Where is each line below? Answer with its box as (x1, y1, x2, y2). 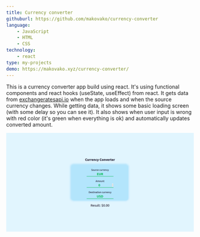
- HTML (17, 34, 33, 41)
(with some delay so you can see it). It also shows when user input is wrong (6, 108, 192, 115)
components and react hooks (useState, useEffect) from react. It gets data (6, 89, 189, 96)
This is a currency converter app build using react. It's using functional (6, 83, 180, 90)
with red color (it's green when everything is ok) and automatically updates (6, 115, 190, 122)
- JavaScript (17, 29, 49, 34)
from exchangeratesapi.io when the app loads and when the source (6, 96, 172, 103)
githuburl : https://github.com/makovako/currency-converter (6, 15, 159, 22)
